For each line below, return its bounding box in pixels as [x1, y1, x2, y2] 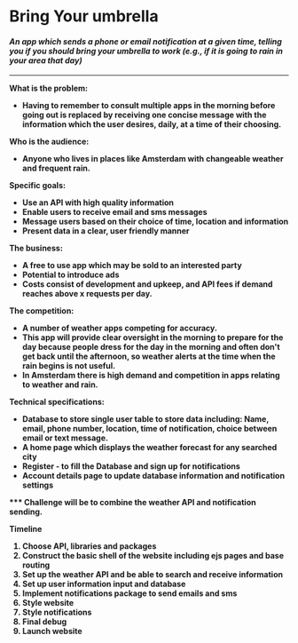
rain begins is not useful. [21, 361, 116, 371]
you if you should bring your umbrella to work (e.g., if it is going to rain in [9, 45, 284, 56]
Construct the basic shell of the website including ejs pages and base [21, 551, 285, 561]
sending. [9, 506, 43, 517]
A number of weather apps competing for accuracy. [21, 322, 217, 334]
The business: [9, 242, 64, 254]
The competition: [9, 306, 74, 316]
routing [21, 560, 51, 570]
